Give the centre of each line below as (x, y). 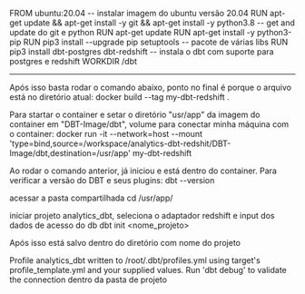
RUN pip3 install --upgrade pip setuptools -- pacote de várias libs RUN (156, 42)
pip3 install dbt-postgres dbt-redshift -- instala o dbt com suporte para (142, 52)
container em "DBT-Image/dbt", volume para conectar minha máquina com (149, 124)
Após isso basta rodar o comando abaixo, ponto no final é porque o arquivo (151, 87)
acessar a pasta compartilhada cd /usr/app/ (91, 198)
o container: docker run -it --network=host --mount (106, 134)
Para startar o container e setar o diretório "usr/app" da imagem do (135, 114)
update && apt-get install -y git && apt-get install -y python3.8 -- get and (159, 23)
